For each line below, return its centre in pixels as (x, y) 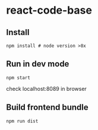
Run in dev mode (38, 64)
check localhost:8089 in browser (47, 88)
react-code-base (49, 10)
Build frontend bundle (48, 107)
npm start (18, 78)
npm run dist (22, 121)
